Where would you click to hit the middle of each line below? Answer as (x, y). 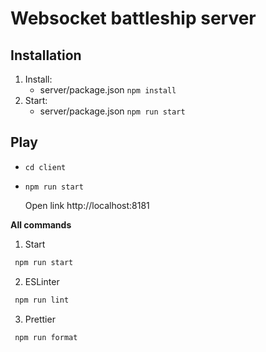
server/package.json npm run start (112, 111)
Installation (46, 55)
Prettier (40, 319)
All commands (41, 224)
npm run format (46, 337)
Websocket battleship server (133, 18)
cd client (45, 167)
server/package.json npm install (108, 90)
